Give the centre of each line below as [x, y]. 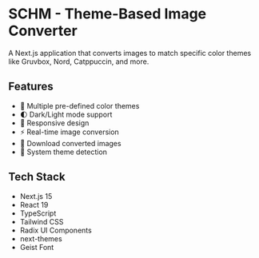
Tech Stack [37, 177]
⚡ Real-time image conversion [70, 132]
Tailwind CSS [42, 221]
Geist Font [37, 247]
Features [31, 87]
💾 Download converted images [70, 143]
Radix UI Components [56, 230]
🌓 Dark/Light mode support [66, 114]
